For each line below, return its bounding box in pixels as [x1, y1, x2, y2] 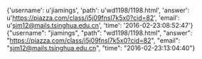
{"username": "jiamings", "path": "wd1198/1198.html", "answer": [6, 28, 193, 37]
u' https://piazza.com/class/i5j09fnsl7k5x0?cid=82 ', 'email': [6, 14, 181, 22]
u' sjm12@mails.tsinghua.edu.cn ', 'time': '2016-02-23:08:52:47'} [6, 21, 193, 29]
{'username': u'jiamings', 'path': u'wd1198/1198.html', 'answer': [6, 6, 190, 14]
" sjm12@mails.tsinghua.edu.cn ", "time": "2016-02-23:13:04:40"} [6, 44, 196, 52]
